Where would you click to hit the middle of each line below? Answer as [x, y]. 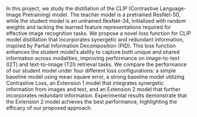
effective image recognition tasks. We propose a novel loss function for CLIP [98, 33]
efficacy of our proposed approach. [49, 108]
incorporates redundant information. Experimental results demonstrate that [97, 95]
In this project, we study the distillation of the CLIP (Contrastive [82, 8]
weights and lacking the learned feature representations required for [89, 27]
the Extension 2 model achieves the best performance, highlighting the [92, 101]
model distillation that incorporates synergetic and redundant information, [95, 39]
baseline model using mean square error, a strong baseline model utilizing [95, 77]
